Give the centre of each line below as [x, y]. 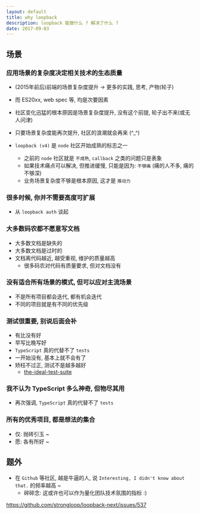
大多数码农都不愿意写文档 [43, 229]
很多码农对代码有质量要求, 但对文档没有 [72, 265]
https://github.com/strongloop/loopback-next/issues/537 [76, 504]
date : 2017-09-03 [28, 28]
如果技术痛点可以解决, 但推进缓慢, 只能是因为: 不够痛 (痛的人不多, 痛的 [109, 165]
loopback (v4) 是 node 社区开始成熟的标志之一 [71, 145]
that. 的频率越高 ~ [38, 485]
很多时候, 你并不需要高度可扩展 [51, 197]
